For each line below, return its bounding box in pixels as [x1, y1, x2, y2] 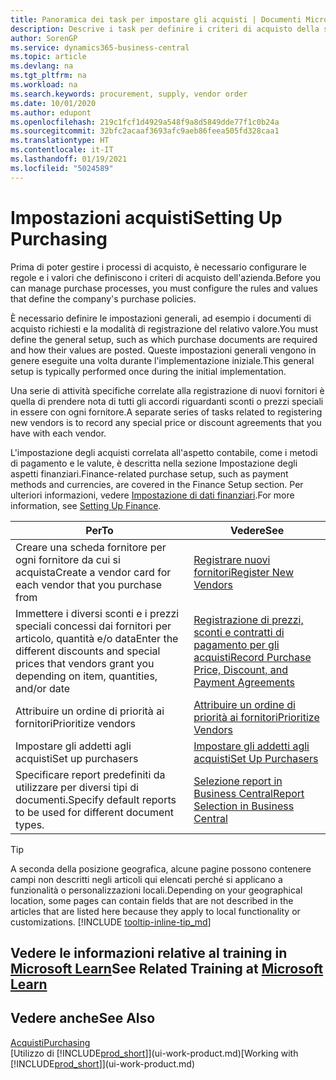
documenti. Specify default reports [15, 792, 177, 806]
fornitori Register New [193, 565, 294, 579]
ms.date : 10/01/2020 [10, 98, 97, 108]
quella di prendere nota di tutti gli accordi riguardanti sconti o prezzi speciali [10, 395, 324, 407]
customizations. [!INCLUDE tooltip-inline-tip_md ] [10, 916, 212, 928]
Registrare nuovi [193, 552, 271, 566]
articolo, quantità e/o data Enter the [15, 631, 179, 645]
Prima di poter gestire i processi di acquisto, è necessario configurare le [10, 261, 307, 273]
